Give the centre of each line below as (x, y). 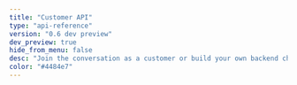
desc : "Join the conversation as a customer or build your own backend (144, 58)
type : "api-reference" (51, 26)
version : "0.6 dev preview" (61, 34)
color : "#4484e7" (41, 67)
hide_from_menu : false (51, 50)
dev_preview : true (43, 42)
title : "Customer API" (51, 17)
